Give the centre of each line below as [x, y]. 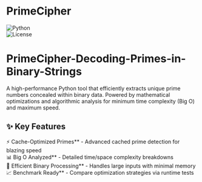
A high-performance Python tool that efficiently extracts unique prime [93, 88]
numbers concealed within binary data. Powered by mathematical [88, 94]
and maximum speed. [33, 108]
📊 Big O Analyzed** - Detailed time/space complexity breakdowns [90, 157]
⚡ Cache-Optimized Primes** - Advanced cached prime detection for [93, 141]
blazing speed [24, 150]
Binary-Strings [44, 72]
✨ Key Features [36, 127]
